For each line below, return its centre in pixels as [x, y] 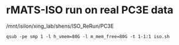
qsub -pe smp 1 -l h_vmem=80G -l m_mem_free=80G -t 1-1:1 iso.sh [88, 36]
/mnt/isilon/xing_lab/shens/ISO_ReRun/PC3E [60, 26]
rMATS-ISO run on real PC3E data [90, 10]
